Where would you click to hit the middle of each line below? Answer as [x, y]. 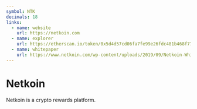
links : [14, 22]
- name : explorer [33, 38]
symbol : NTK [21, 11]
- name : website [31, 28]
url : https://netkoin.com [48, 33]
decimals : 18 [22, 17]
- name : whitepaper [35, 50]
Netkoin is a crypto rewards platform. [51, 100]
